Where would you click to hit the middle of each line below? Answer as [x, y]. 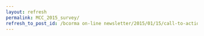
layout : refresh [26, 12]
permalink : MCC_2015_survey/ [43, 18]
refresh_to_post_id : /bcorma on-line [54, 23]
